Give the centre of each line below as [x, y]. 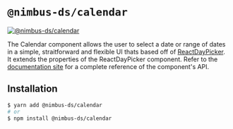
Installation [32, 89]
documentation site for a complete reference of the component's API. [108, 66]
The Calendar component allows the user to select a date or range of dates [116, 44]
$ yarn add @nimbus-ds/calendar [55, 105]
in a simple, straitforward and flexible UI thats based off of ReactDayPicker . [116, 51]
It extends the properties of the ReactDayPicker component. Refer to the [113, 59]
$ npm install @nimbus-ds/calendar [60, 118]
